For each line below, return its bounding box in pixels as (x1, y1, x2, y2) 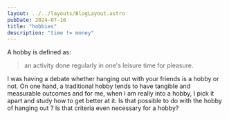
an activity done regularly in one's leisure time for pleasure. (24, 61, 194, 69)
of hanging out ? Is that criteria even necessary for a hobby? (7, 104, 179, 112)
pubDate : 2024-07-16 (7, 17, 67, 23)
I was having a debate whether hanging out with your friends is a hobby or (7, 75, 219, 83)
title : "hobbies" (7, 23, 57, 30)
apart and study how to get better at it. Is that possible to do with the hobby (7, 97, 223, 105)
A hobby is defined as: (7, 48, 71, 56)
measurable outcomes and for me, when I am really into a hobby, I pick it (7, 89, 214, 98)
